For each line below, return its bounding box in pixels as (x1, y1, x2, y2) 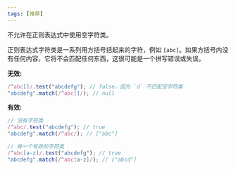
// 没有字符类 (7, 117, 44, 124)
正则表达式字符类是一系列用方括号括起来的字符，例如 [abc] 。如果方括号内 (7, 45, 223, 53)
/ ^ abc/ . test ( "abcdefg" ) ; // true (7, 124, 106, 131)
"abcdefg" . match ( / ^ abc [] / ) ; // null (7, 89, 115, 97)
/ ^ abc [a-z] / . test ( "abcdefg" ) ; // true (7, 149, 121, 157)
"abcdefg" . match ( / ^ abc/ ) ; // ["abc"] (7, 131, 118, 138)
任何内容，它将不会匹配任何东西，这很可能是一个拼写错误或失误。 (13, 54, 205, 63)
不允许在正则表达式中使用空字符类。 (7, 30, 113, 39)
